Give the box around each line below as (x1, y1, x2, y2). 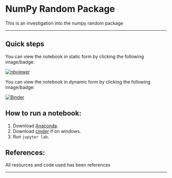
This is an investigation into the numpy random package (5, 20, 124, 26)
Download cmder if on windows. (12, 128, 81, 134)
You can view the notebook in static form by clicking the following (5, 53, 144, 60)
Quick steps (5, 39, 45, 49)
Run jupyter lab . (12, 133, 50, 140)
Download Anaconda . (12, 123, 59, 129)
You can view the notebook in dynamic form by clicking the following (5, 78, 151, 85)
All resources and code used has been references (5, 162, 111, 168)
